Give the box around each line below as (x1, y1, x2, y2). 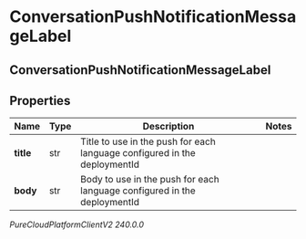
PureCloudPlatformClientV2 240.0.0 (9, 219, 144, 230)
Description (142, 120, 195, 133)
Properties (9, 93, 71, 109)
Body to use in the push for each (80, 173, 220, 186)
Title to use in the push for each (80, 135, 216, 148)
